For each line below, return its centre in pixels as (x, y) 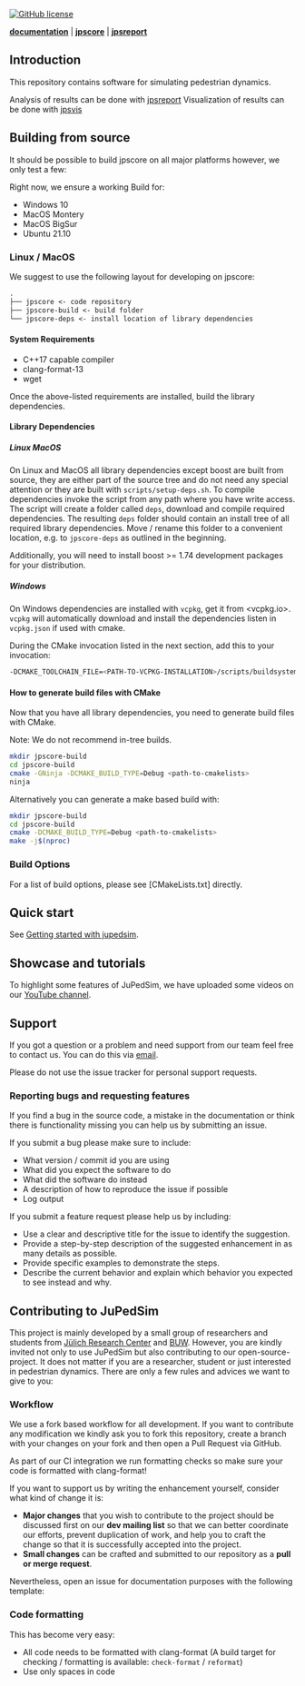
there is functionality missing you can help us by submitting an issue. (138, 1125)
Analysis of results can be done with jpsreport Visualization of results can (147, 99)
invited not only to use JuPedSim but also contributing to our (123, 1352)
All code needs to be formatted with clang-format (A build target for (149, 1651)
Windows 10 (45, 204)
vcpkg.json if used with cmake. (67, 628)
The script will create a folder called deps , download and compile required (148, 509)
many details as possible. (70, 1254)
